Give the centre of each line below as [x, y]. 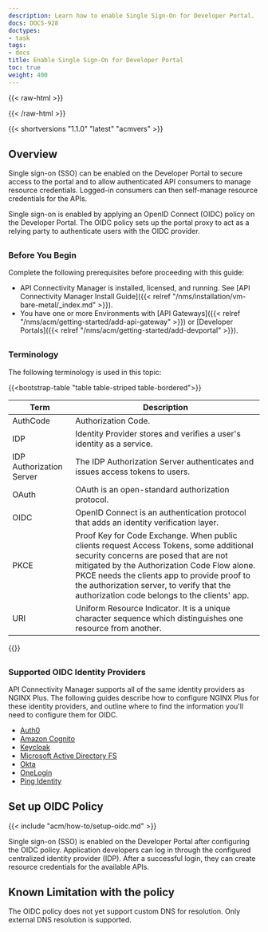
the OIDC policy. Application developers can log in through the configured [130, 850]
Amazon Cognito [47, 739]
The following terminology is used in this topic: [85, 372]
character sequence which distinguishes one [159, 618]
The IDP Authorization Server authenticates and [165, 461]
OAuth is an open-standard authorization [152, 489]
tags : [17, 45]
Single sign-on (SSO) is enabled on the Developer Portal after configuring [129, 841]
